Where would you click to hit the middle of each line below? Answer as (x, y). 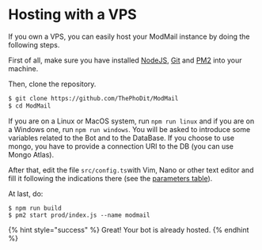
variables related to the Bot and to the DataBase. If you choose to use (122, 138)
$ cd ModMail (30, 106)
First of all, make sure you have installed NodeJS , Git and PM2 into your (125, 60)
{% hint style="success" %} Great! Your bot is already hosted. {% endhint (129, 229)
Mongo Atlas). (31, 154)
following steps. (34, 44)
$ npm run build (35, 208)
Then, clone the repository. (52, 84)
